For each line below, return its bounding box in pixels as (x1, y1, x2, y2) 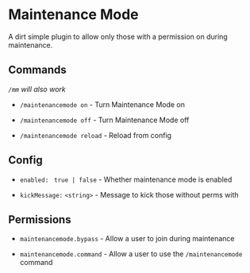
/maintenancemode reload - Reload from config (19, 130, 172, 140)
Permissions (8, 213, 71, 226)
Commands (8, 63, 67, 77)
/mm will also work (8, 84, 66, 94)
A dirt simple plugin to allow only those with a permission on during (8, 32, 228, 41)
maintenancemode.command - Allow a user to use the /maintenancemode (19, 249, 243, 259)
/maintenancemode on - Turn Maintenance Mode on (19, 99, 185, 109)
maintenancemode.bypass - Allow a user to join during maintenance (19, 234, 235, 244)
